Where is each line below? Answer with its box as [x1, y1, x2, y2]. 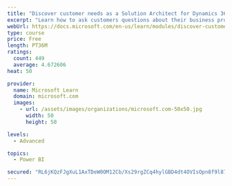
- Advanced [13, 137, 45, 145]
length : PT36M [7, 42, 48, 49]
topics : [7, 149, 30, 157]
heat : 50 [7, 68, 32, 74]
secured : [7, 169, 32, 176]
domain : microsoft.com [13, 93, 79, 100]
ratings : [7, 49, 32, 56]
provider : [7, 80, 36, 87]
